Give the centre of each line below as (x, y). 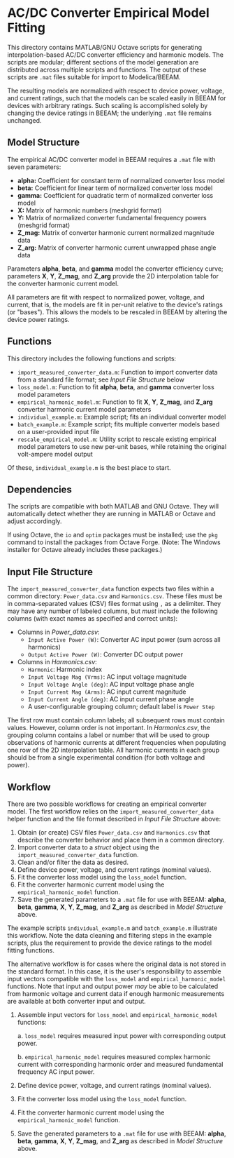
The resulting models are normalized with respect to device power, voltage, (116, 90)
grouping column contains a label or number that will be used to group (108, 735)
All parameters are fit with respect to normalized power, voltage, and (106, 297)
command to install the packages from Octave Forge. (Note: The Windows (114, 542)
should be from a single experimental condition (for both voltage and (106, 758)
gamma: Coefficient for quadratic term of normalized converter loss (115, 195)
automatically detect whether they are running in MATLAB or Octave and (111, 514)
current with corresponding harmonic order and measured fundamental (120, 1064)
